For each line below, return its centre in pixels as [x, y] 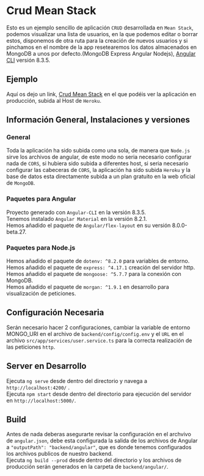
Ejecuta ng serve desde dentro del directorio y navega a [77, 381]
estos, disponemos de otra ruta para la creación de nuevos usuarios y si [97, 40]
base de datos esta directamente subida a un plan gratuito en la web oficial [101, 177]
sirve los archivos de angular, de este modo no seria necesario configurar [99, 157]
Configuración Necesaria [55, 313]
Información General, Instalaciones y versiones [98, 120]
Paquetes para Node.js [41, 247]
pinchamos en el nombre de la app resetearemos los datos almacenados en [102, 47]
